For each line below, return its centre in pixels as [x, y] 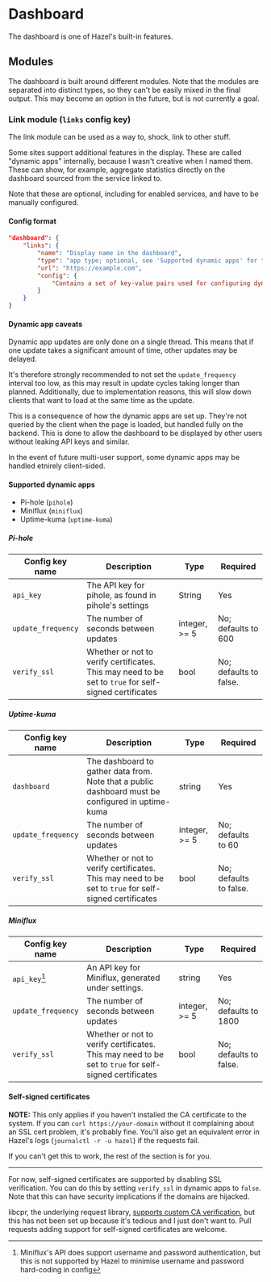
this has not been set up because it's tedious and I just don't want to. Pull [130, 1221]
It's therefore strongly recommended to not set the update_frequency [122, 375]
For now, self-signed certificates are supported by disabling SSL [115, 1179]
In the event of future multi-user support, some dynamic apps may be [124, 458]
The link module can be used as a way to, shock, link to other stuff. [120, 137]
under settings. [115, 988]
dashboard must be [123, 792]
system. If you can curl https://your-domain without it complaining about [131, 1123]
